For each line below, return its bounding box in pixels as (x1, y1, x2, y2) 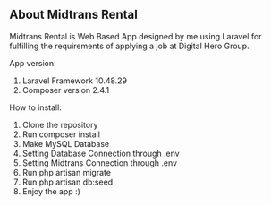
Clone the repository (21, 119, 98, 130)
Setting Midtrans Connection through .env (21, 157, 177, 168)
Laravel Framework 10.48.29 (21, 75, 128, 86)
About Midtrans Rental (9, 7, 139, 22)
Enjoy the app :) (21, 185, 80, 196)
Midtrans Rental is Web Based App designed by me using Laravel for (9, 30, 262, 41)
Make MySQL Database (21, 138, 110, 149)
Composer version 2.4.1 (21, 84, 110, 95)
